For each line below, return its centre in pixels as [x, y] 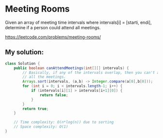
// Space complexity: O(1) [41, 127]
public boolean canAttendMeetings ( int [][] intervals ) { [72, 68]
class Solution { [23, 63]
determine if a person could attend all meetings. [53, 27]
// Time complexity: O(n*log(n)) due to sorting [64, 122]
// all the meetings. [44, 77]
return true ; [36, 109]
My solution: [24, 52]
